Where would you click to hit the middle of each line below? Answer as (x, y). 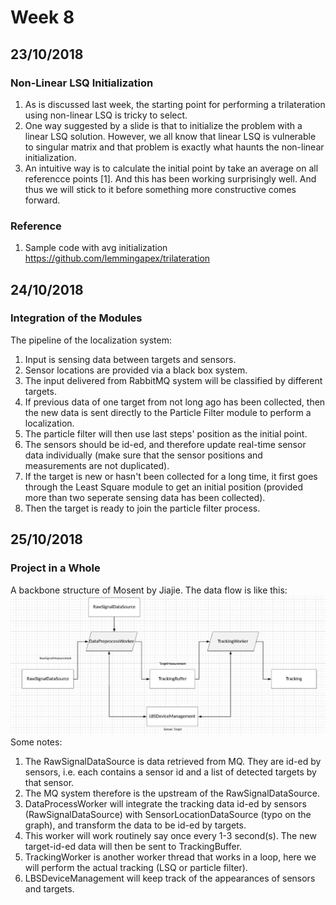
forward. (42, 200)
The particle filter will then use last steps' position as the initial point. (166, 433)
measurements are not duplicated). (97, 465)
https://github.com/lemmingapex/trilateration (117, 258)
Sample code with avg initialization (96, 248)
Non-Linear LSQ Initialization (82, 83)
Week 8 (42, 17)
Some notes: (36, 742)
